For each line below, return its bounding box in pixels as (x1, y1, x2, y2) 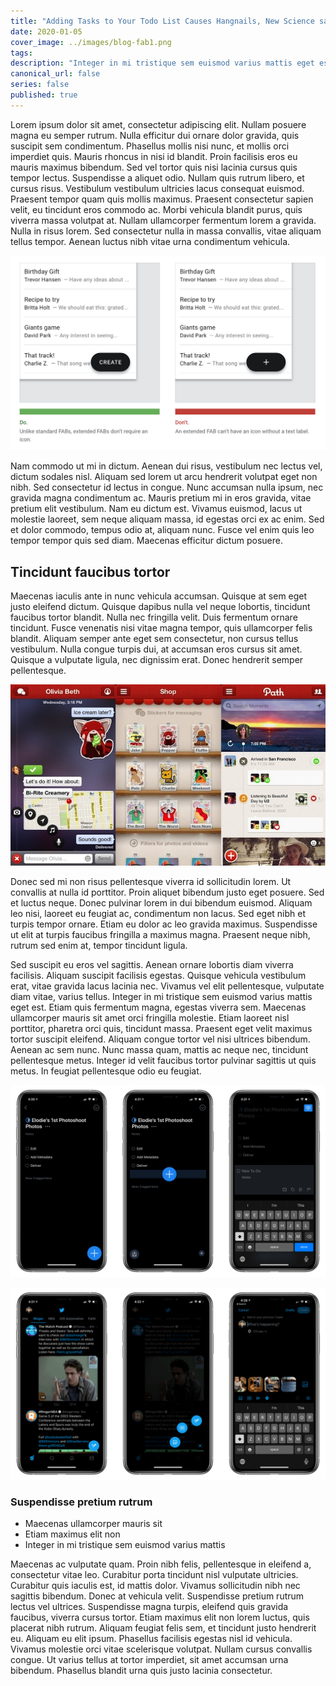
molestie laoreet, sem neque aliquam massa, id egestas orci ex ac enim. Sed (10, 513, 325, 525)
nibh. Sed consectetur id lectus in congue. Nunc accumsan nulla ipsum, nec (10, 481, 324, 494)
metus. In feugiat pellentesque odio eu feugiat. (10, 1065, 202, 1077)
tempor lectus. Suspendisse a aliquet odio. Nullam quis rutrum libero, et (10, 171, 305, 184)
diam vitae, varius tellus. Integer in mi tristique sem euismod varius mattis (10, 990, 313, 1002)
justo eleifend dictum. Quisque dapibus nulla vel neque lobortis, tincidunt (10, 601, 311, 613)
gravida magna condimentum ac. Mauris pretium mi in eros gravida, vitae (10, 492, 312, 504)
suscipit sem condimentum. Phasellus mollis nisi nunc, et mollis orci (10, 140, 290, 152)
